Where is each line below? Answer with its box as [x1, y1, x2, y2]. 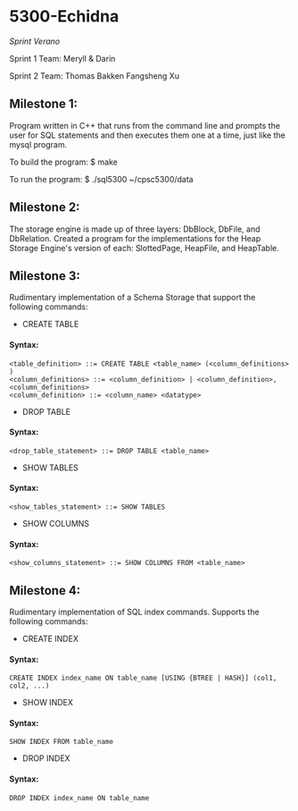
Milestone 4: [9, 583, 81, 598]
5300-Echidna [9, 6, 120, 27]
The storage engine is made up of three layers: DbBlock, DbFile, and [9, 224, 261, 234]
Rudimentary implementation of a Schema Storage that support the [9, 292, 256, 303]
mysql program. [9, 139, 68, 149]
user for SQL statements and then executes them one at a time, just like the [9, 130, 286, 140]
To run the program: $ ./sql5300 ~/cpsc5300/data [9, 173, 194, 184]
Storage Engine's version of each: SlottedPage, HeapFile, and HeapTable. [9, 242, 279, 253]
